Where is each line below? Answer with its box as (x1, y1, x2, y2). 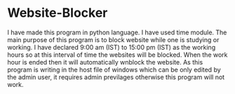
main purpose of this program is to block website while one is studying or (7, 35, 220, 43)
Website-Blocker (7, 5, 108, 21)
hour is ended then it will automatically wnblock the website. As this (7, 58, 203, 66)
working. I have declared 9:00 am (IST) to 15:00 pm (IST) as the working (7, 43, 216, 51)
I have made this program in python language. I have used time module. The (7, 28, 227, 36)
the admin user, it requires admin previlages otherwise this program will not (7, 72, 225, 81)
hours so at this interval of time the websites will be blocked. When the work (7, 51, 228, 59)
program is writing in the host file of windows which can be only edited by (7, 65, 221, 74)
